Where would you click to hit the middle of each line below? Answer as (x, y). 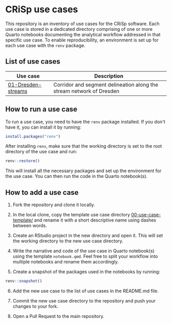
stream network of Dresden (86, 91)
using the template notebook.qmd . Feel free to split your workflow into (85, 256)
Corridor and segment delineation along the (106, 85)
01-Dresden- (25, 85)
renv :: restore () (23, 161)
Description (109, 76)
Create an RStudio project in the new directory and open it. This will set (88, 236)
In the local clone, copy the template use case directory (71, 215)
